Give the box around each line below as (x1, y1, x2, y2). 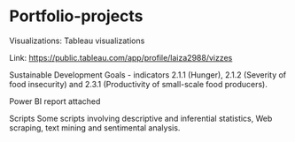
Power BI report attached (9, 95, 101, 107)
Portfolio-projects (9, 6, 144, 26)
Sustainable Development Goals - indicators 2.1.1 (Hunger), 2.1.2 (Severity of (9, 69, 287, 80)
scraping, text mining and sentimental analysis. (9, 122, 181, 133)
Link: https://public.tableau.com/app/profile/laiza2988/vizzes (9, 52, 233, 63)
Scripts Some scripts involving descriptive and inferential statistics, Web (9, 113, 273, 123)
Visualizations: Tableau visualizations (9, 35, 145, 46)
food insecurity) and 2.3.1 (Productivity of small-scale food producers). (9, 78, 268, 89)
